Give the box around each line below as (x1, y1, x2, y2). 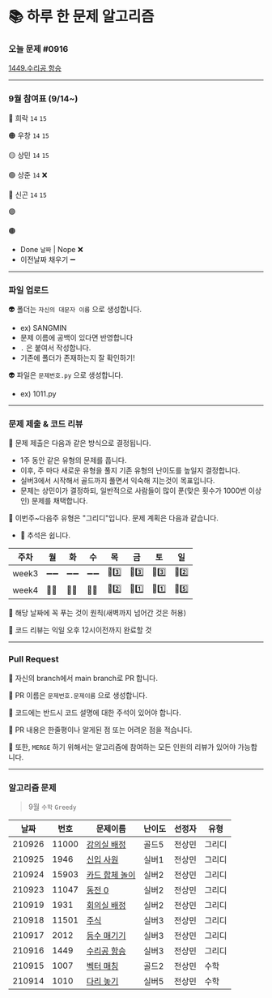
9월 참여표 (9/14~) (8, 93, 79, 105)
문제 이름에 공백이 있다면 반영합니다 (19, 333, 134, 343)
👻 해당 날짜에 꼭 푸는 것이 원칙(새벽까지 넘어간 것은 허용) (8, 608, 187, 618)
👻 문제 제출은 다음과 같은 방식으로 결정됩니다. (8, 439, 151, 448)
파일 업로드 (8, 285, 49, 296)
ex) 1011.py (19, 389, 57, 399)
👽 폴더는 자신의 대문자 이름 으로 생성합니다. (8, 305, 142, 315)
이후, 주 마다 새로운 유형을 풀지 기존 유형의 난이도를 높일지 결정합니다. (19, 465, 240, 475)
